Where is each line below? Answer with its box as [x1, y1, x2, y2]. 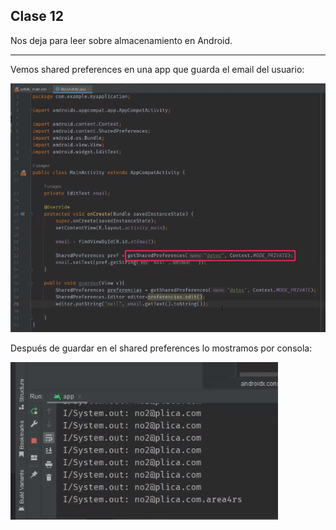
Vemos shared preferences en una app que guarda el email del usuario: [10, 63, 305, 75]
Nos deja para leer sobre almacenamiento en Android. [10, 34, 233, 46]
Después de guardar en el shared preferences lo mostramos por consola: [10, 342, 313, 354]
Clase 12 [10, 8, 64, 25]
